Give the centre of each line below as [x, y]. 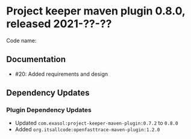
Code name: [21, 40]
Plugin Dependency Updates [49, 110]
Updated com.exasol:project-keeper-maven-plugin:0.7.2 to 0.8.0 [96, 123]
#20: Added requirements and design [61, 74]
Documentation [36, 59]
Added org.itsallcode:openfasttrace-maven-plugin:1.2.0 [87, 129]
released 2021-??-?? [59, 24]
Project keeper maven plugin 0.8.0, [96, 11]
